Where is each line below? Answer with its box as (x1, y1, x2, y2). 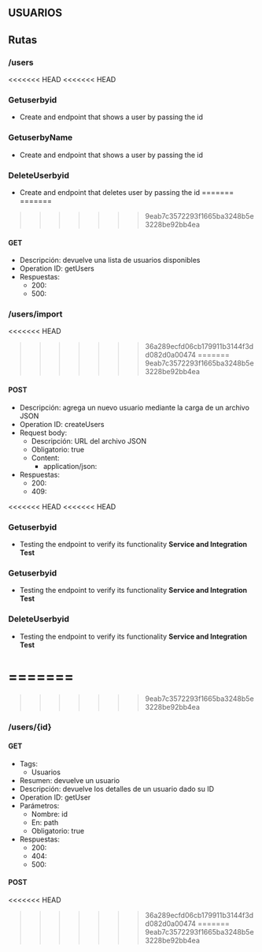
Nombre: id (31, 809, 68, 819)
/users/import (8, 309, 63, 320)
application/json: (42, 461, 98, 470)
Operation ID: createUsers (19, 419, 105, 429)
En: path (31, 817, 59, 827)
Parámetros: (19, 800, 60, 810)
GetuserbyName (8, 132, 73, 143)
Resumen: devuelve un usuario (19, 775, 120, 785)
